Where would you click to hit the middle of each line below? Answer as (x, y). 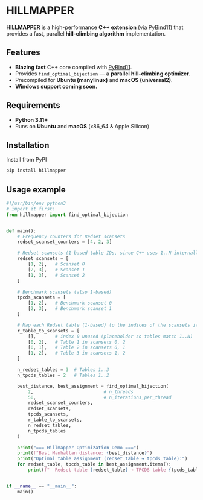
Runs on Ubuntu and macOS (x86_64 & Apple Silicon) (82, 126)
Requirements (33, 105)
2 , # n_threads (81, 392)
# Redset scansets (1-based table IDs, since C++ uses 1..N (94, 253)
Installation (28, 145)
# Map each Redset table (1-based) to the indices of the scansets (104, 325)
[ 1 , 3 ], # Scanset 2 (56, 275)
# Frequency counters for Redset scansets (71, 236)
